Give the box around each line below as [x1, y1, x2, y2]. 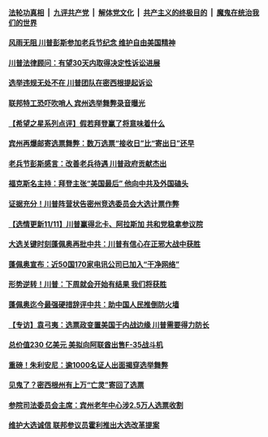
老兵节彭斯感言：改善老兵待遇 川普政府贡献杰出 [8, 159, 167, 168]
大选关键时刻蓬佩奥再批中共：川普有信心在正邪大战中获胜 [8, 239, 201, 249]
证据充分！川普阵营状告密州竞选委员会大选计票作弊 [8, 199, 179, 208]
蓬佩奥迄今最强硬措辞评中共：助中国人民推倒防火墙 [8, 299, 179, 309]
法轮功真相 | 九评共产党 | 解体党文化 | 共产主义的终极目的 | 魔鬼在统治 [8, 7, 253, 17]
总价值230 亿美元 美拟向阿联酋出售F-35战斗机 [8, 340, 164, 350]
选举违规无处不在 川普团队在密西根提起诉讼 [8, 78, 153, 88]
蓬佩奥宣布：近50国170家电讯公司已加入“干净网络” [8, 259, 180, 269]
